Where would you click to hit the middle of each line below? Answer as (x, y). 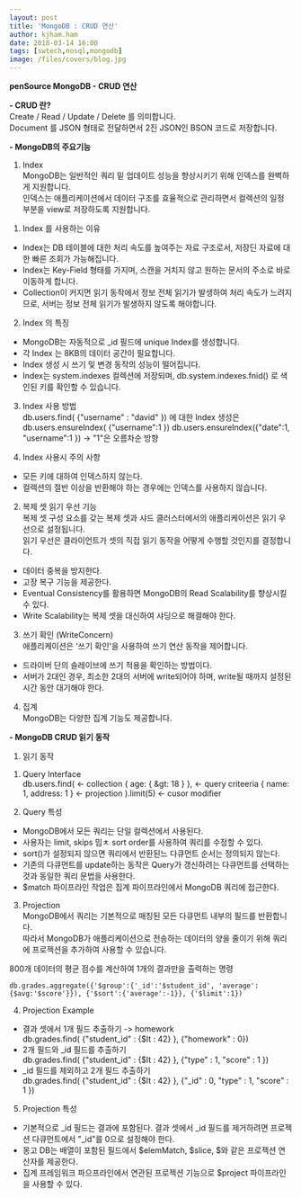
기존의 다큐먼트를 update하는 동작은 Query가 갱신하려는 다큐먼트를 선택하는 (156, 865)
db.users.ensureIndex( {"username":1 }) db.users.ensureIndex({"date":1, (156, 427)
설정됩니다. (66, 529)
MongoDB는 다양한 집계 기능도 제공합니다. (97, 718)
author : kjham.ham (44, 34)
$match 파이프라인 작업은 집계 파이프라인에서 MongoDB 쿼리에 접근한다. (150, 887)
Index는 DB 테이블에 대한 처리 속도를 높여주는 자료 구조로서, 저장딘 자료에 (151, 247)
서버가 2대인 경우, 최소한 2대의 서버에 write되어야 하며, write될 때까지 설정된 (157, 676)
